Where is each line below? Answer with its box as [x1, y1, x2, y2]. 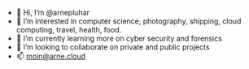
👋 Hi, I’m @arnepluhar [15, 8, 90, 17]
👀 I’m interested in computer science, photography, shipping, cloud [15, 16, 242, 26]
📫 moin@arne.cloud [15, 51, 86, 61]
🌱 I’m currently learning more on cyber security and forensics [15, 33, 222, 43]
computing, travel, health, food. [15, 25, 122, 34]
